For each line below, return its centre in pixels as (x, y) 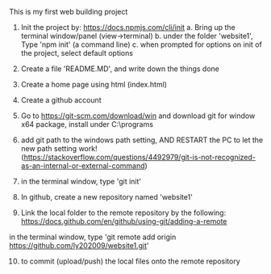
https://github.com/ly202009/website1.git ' (79, 245)
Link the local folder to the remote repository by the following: (123, 213)
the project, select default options (77, 53)
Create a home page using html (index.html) (94, 84)
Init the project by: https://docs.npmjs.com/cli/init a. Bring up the (128, 27)
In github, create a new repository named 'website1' (106, 197)
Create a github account (61, 100)
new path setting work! (59, 148)
